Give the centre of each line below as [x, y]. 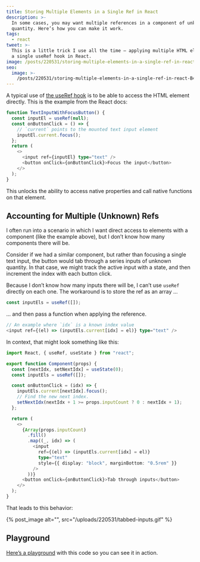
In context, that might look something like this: [62, 342]
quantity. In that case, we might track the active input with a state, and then [98, 267]
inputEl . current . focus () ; [49, 135]
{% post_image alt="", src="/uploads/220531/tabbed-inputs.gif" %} [89, 519]
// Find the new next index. [53, 397]
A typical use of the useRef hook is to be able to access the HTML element [98, 96]
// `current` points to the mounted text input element [88, 129]
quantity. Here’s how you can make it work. [68, 28]
